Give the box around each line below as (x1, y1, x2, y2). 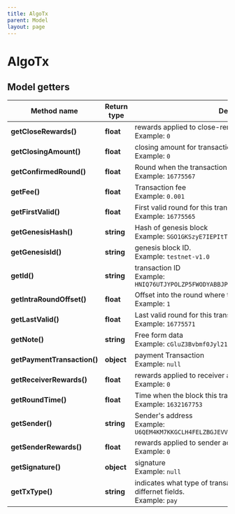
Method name (30, 106, 78, 116)
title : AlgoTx (7, 10, 49, 17)
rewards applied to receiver (134, 371, 225, 380)
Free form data (134, 330, 183, 340)
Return (104, 102, 128, 112)
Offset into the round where (134, 290, 225, 300)
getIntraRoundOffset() (10, 294, 87, 304)
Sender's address (134, 411, 193, 420)
